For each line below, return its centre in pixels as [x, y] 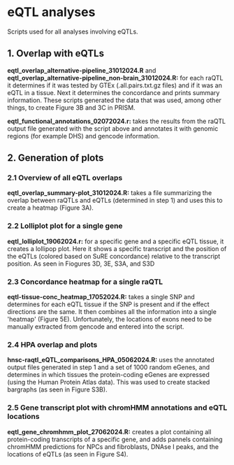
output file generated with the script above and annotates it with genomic [113, 128]
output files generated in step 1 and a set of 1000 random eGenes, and [109, 367]
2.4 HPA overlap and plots [52, 345]
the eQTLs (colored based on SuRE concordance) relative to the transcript [114, 256]
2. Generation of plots [56, 158]
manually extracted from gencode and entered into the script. [96, 327]
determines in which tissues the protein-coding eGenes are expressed [108, 375]
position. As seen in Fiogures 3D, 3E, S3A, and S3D [81, 264]
